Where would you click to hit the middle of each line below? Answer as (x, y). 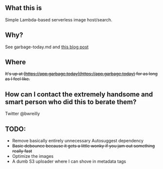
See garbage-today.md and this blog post (47, 47)
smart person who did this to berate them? (71, 102)
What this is (24, 8)
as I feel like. (18, 79)
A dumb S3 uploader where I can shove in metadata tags (69, 161)
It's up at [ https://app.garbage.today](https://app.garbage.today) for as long (81, 74)
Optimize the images (33, 156)
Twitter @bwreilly (23, 113)
